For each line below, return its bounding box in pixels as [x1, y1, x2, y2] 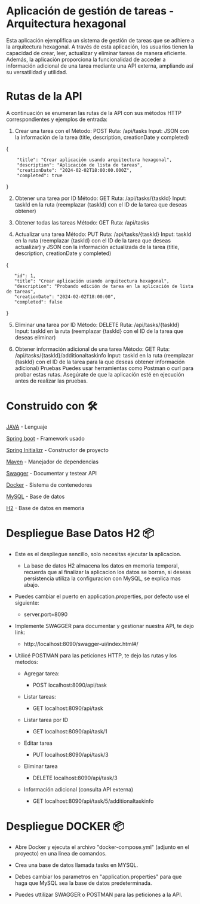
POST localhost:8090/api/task [32, 681, 107, 688]
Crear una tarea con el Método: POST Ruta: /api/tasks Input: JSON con [14, 127, 189, 134]
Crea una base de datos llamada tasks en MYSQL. [14, 861, 139, 869]
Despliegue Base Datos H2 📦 [6, 527, 155, 540]
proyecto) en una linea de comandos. [14, 850, 107, 857]
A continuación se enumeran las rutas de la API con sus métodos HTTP [6, 109, 182, 116]
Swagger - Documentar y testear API [6, 469, 97, 477]
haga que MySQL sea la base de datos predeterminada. [14, 879, 152, 887]
